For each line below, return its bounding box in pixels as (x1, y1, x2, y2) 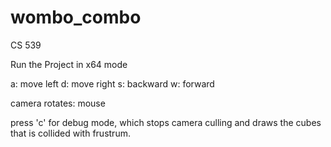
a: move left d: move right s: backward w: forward (10, 77, 215, 90)
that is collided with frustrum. (10, 127, 131, 139)
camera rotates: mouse (10, 97, 106, 109)
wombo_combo (10, 6, 142, 29)
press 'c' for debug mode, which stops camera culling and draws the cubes (10, 116, 322, 128)
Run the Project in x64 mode (10, 58, 128, 70)
